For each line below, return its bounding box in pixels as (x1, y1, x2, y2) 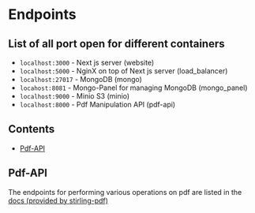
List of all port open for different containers (8, 37, 225, 50)
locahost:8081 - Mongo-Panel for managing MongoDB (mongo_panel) (19, 83, 248, 92)
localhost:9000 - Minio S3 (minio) (19, 92, 130, 100)
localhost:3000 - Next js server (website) (19, 58, 155, 67)
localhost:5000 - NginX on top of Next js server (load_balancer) (19, 66, 228, 76)
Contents (8, 122, 55, 136)
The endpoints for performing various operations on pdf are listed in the (8, 187, 242, 196)
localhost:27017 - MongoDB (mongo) (19, 75, 142, 84)
